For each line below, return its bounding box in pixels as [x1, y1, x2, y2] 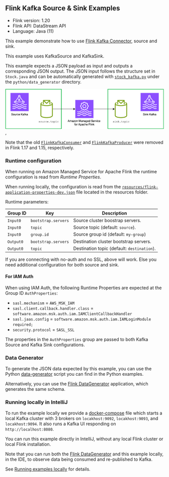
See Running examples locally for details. [5, 466, 91, 472]
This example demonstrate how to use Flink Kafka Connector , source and [5, 38, 157, 44]
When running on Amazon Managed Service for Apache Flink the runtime [5, 169, 157, 175]
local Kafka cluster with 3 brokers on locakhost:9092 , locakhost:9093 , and [5, 416, 158, 422]
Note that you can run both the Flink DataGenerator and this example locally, [5, 451, 164, 457]
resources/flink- [122, 185, 158, 190]
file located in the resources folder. [76, 189, 148, 195]
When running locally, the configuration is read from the [5, 184, 121, 190]
